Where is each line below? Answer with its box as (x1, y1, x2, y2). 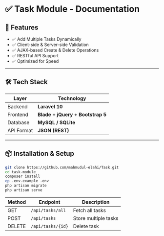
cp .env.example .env (5, 179, 49, 184)
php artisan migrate (5, 183, 47, 188)
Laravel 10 (37, 103, 63, 110)
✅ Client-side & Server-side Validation (12, 42, 89, 47)
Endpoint (39, 198, 61, 205)
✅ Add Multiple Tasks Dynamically (12, 36, 82, 42)
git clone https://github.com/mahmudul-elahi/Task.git (5, 165, 119, 170)
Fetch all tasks (73, 207, 106, 213)
